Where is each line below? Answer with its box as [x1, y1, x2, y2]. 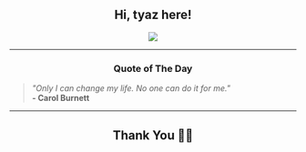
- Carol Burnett [31, 93, 90, 104]
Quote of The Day [113, 62, 193, 75]
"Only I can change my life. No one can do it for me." [31, 83, 230, 94]
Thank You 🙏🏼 [112, 127, 194, 143]
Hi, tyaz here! [114, 7, 192, 23]
